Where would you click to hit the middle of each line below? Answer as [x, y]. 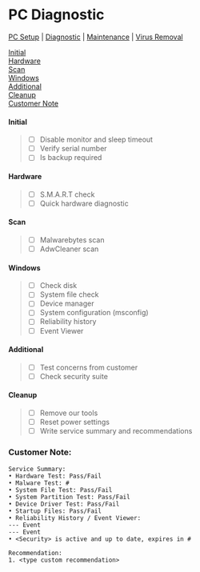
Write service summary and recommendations [116, 431]
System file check [69, 294]
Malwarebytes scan [72, 240]
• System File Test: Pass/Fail [60, 490]
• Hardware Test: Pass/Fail [55, 476]
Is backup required [71, 158]
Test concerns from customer [89, 367]
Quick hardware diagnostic [84, 203]
